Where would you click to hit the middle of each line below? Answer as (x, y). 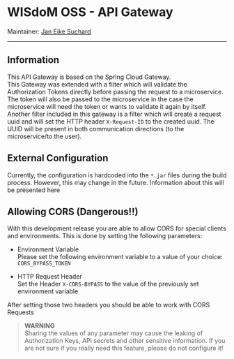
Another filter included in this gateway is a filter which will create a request (114, 114)
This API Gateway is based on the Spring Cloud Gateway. (89, 77)
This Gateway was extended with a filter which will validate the (97, 84)
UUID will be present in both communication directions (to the (96, 129)
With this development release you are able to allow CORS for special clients (117, 228)
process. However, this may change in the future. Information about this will (116, 182)
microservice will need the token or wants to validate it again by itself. (107, 106)
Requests (21, 312)
